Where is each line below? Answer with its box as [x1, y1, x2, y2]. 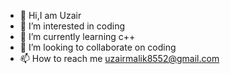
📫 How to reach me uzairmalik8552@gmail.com [19, 53, 220, 64]
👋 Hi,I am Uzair [19, 10, 82, 21]
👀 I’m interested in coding [19, 20, 126, 32]
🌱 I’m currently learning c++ [19, 31, 136, 42]
